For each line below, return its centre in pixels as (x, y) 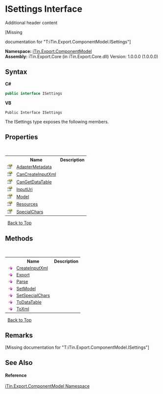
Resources (27, 204)
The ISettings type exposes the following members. (57, 121)
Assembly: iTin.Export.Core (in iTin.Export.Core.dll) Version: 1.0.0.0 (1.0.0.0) (81, 56)
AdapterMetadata (34, 167)
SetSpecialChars (33, 295)
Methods (19, 238)
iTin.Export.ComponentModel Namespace (47, 386)
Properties (22, 137)
